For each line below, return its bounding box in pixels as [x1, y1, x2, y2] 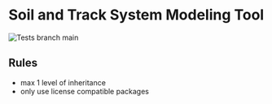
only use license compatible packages [20, 86, 149, 96]
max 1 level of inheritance [20, 77, 106, 87]
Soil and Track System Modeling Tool [8, 6, 265, 24]
